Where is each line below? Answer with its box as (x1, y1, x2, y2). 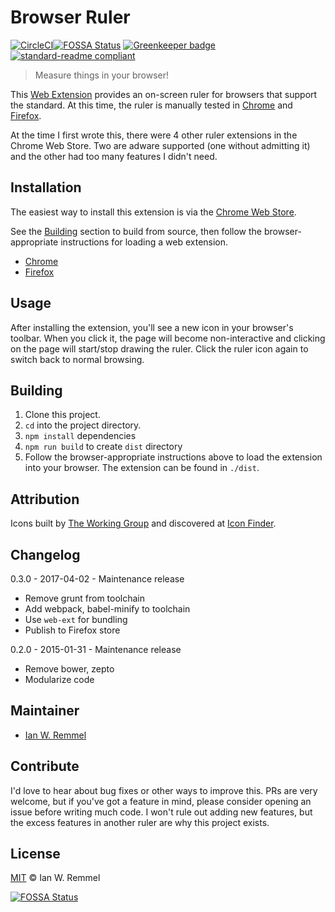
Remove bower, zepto (24, 663, 115, 675)
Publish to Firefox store (24, 624, 121, 636)
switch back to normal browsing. (10, 353, 145, 365)
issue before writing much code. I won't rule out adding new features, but (10, 806, 313, 818)
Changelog (10, 546, 81, 563)
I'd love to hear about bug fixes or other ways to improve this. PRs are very (10, 784, 318, 796)
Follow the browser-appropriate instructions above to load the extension (24, 451, 323, 463)
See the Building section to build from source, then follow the (10, 225, 263, 237)
